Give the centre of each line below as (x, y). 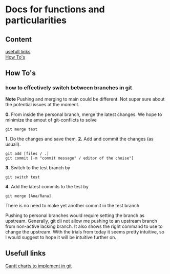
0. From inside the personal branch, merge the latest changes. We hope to (84, 114)
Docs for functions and (55, 9)
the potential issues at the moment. (42, 104)
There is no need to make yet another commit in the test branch (72, 205)
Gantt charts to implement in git (38, 266)
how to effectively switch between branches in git (69, 88)
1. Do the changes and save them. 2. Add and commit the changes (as (79, 139)
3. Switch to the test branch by (38, 167)
